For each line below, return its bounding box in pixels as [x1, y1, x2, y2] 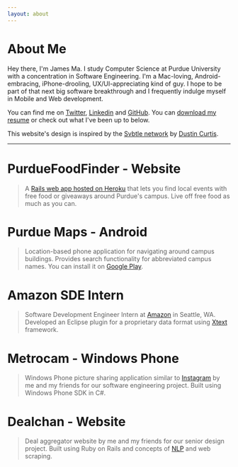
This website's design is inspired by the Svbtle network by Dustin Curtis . [7, 129, 219, 138]
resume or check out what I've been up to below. [7, 115, 150, 124]
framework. [24, 325, 59, 334]
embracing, [7, 79, 41, 88]
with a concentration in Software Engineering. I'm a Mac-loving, [7, 71, 193, 80]
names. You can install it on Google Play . [24, 263, 144, 271]
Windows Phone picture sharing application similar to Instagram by [24, 374, 220, 382]
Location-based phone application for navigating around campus [24, 247, 215, 255]
